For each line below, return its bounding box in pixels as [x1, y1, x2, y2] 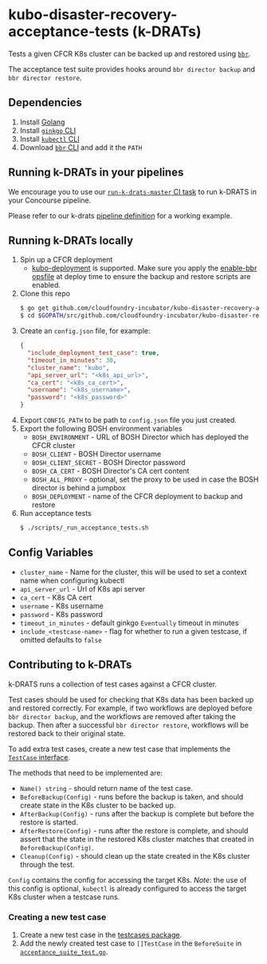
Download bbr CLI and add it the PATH [19, 142, 143, 152]
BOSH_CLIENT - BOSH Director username [31, 449, 162, 458]
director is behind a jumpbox [31, 483, 126, 492]
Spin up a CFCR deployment [19, 255, 113, 265]
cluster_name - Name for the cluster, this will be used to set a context [19, 567, 247, 576]
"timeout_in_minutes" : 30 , [27, 356, 117, 364]
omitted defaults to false [19, 635, 102, 644]
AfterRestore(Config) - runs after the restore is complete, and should [19, 825, 249, 835]
